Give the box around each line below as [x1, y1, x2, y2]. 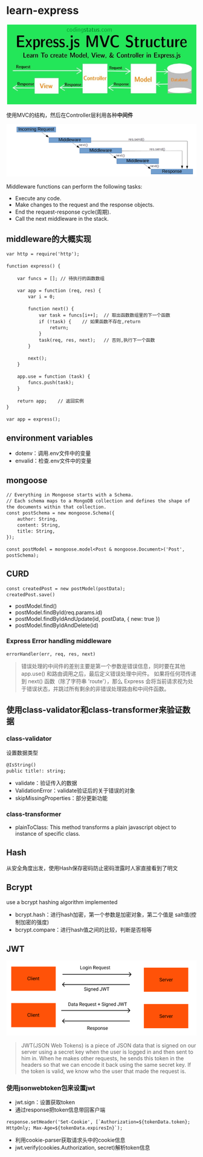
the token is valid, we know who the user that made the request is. [21, 1067, 186, 1075]
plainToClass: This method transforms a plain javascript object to [14, 824, 176, 831]
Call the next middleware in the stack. [14, 215, 109, 222]
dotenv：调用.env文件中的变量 [14, 450, 91, 457]
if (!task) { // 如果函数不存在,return [38, 319, 141, 325]
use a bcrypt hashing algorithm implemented [6, 898, 118, 905]
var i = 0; [28, 294, 56, 300]
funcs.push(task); [28, 379, 74, 386]
